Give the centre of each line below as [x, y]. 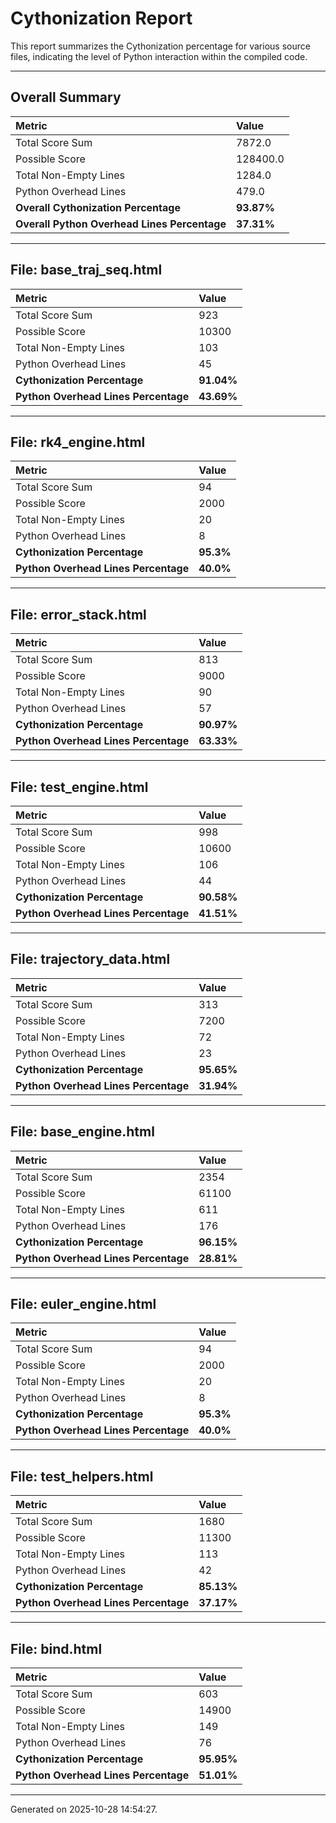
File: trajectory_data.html [90, 959]
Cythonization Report [101, 18]
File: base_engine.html [82, 1132]
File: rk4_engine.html [78, 442]
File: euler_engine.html [83, 1304]
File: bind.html [56, 1648]
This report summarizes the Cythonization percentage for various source [160, 46]
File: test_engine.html [79, 787]
